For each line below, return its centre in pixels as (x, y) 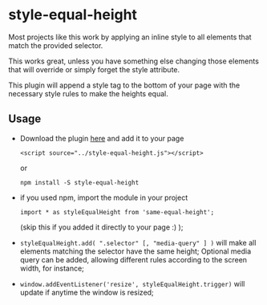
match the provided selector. (56, 45)
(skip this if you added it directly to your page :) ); (101, 227)
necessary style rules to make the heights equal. (88, 93)
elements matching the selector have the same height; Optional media (136, 251)
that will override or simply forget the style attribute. (94, 69)
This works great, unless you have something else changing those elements (133, 61)
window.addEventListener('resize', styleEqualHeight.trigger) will (132, 283)
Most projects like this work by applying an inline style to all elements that (130, 37)
